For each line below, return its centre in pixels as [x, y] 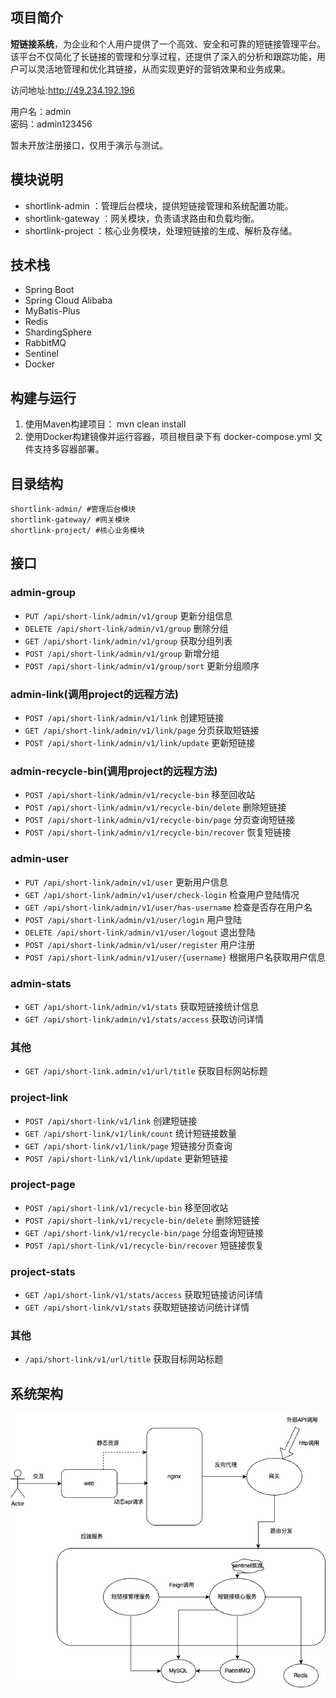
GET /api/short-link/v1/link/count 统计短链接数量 [130, 1133]
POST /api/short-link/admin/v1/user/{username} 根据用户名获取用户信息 [175, 957]
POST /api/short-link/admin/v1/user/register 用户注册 [140, 944]
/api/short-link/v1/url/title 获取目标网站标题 [124, 1359]
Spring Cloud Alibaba [68, 300]
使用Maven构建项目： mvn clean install [105, 424]
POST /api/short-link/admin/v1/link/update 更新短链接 [140, 743]
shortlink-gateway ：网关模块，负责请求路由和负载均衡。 [142, 218]
